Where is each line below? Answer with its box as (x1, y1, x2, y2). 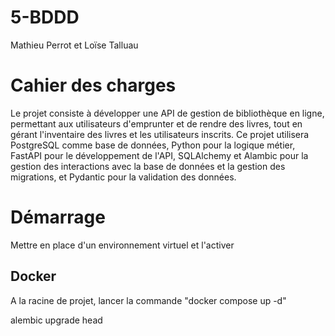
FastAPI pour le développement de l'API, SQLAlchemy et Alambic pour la (10, 149, 309, 161)
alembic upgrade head (10, 314, 103, 326)
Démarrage (10, 206, 106, 229)
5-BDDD (10, 6, 80, 29)
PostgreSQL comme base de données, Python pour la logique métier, (10, 139, 296, 151)
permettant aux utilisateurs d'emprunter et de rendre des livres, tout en (10, 117, 303, 130)
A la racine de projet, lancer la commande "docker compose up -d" (10, 294, 287, 306)
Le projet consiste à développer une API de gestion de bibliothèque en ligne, (10, 107, 325, 119)
